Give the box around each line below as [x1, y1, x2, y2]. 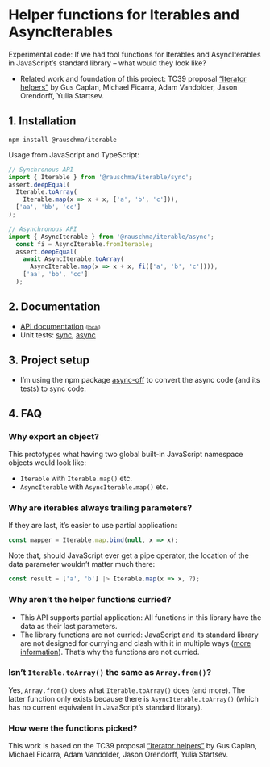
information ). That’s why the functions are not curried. [19, 647, 200, 656]
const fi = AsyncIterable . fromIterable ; [15, 240, 153, 248]
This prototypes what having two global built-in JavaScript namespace [8, 450, 243, 459]
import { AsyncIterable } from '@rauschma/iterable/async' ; [8, 233, 215, 241]
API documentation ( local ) [19, 321, 101, 331]
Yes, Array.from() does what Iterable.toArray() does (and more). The [8, 685, 246, 695]
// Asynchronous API [8, 224, 78, 233]
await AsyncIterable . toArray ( [23, 255, 125, 263]
